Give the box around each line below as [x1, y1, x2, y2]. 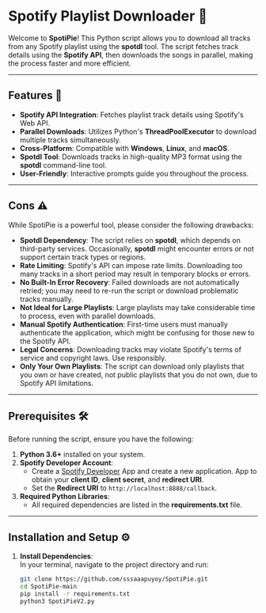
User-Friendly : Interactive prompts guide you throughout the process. [19, 168, 249, 178]
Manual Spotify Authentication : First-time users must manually [19, 320, 228, 329]
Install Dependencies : [19, 551, 93, 561]
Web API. [19, 118, 50, 127]
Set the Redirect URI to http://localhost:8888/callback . [31, 483, 218, 493]
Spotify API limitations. [19, 378, 94, 388]
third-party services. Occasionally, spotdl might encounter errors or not [19, 244, 255, 253]
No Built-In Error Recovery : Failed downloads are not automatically [19, 277, 240, 287]
